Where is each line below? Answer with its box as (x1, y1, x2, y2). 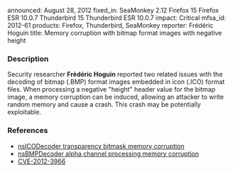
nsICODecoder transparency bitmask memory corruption (17, 141, 185, 150)
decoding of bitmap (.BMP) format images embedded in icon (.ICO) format (7, 77, 225, 86)
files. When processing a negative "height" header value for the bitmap (7, 85, 216, 94)
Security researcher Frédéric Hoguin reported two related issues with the (7, 70, 223, 79)
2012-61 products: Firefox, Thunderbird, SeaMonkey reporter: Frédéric (7, 21, 214, 29)
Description (7, 53, 49, 63)
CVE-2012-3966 (17, 156, 66, 166)
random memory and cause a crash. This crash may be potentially (7, 100, 201, 109)
